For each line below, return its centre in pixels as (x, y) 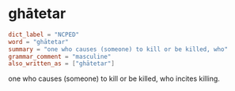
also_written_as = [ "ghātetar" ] (61, 64)
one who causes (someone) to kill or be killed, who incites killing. (114, 78)
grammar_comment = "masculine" (60, 56)
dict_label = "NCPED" (44, 35)
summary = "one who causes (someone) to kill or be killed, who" (118, 49)
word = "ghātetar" (38, 42)
